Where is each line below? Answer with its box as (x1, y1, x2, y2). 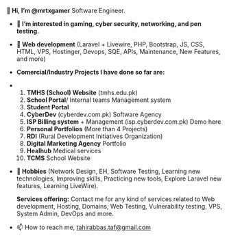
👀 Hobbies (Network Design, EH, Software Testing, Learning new (16, 168, 201, 175)
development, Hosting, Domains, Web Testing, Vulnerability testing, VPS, (16, 202, 223, 210)
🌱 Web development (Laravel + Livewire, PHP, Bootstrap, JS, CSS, (16, 40, 205, 48)
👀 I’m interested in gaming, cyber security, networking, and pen (16, 20, 202, 27)
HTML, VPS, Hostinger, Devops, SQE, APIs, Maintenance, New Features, (16, 48, 221, 55)
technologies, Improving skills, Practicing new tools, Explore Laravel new (16, 174, 222, 183)
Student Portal (26, 103, 69, 111)
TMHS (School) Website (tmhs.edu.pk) (26, 89, 138, 96)
